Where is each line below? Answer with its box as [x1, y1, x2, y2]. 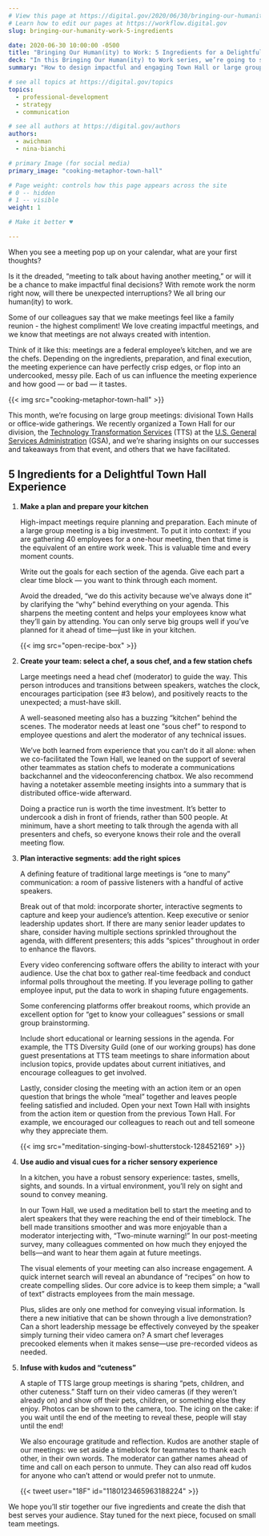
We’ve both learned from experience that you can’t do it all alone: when [19, 745, 256, 755]
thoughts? [8, 255, 42, 265]
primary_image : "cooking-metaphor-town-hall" [8, 166, 163, 175]
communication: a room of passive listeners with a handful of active [19, 877, 244, 887]
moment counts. [19, 551, 74, 560]
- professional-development [15, 93, 110, 101]
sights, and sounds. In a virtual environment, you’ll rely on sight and [19, 1181, 243, 1191]
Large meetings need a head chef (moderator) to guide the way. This [19, 671, 248, 681]
